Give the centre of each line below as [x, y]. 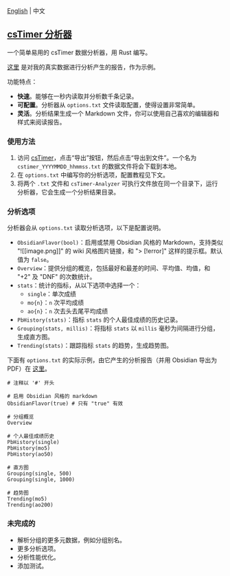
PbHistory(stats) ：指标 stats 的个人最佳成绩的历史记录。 [99, 320]
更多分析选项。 [38, 549]
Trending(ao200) [30, 505]
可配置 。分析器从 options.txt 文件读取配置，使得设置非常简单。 [108, 104]
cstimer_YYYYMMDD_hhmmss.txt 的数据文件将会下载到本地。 [99, 166]
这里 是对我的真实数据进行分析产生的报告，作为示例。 [83, 67]
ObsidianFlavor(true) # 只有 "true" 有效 [65, 404]
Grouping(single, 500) [39, 474]
